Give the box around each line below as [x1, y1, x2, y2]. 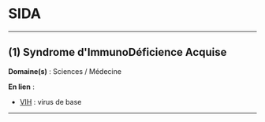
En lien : [8, 82, 35, 91]
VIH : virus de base [19, 97, 82, 106]
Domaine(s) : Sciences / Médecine [8, 66, 122, 76]
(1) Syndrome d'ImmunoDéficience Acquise [8, 46, 227, 59]
